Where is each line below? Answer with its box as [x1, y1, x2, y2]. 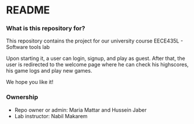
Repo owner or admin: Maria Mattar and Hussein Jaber [14, 106, 147, 114]
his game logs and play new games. [6, 68, 92, 75]
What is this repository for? [6, 24, 86, 33]
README [6, 3, 50, 17]
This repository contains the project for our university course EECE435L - [6, 37, 183, 44]
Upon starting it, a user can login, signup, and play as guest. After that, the [6, 55, 185, 62]
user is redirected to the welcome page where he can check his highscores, [6, 61, 189, 68]
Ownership [6, 93, 39, 101]
